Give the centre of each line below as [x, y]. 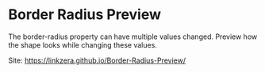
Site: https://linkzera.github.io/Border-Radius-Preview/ [97, 60]
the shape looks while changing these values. [83, 44]
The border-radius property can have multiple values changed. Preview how [133, 36]
